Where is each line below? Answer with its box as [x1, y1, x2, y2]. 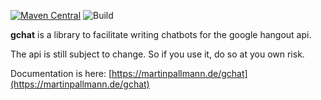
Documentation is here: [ [10, 68, 112, 79]
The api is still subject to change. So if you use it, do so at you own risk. [10, 48, 305, 60]
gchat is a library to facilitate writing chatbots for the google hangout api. [10, 29, 312, 40]
